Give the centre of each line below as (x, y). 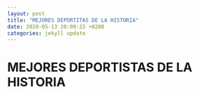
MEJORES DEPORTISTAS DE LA (100, 68)
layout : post (26, 14)
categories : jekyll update (46, 33)
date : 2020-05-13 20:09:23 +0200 (56, 26)
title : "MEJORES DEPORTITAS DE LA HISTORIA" (73, 20)
